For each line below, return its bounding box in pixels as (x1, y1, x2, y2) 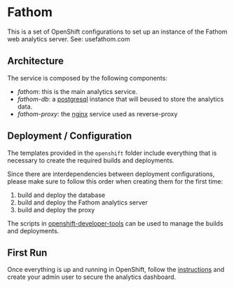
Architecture (7, 55, 64, 67)
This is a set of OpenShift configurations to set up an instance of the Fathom (7, 27, 228, 36)
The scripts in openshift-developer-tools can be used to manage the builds (7, 219, 223, 228)
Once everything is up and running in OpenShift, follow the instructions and (7, 266, 225, 274)
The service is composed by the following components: (7, 74, 168, 82)
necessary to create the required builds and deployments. (7, 156, 174, 165)
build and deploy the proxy (17, 205, 95, 214)
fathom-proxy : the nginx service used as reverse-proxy (17, 109, 178, 118)
